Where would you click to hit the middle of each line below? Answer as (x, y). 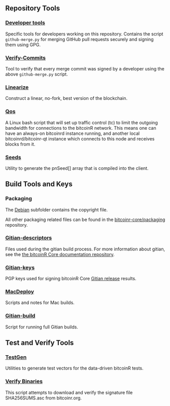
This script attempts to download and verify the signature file (69, 392)
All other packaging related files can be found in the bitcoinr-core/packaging (85, 219)
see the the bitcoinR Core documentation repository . (60, 254)
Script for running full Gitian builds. (42, 327)
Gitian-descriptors (29, 238)
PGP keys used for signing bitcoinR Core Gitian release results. (71, 279)
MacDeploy (20, 292)
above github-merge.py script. (37, 74)
